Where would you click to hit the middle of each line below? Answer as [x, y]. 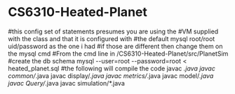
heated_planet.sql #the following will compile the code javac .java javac [112, 68]
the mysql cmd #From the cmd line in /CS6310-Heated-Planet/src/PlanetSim [118, 54]
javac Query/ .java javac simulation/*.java [67, 83]
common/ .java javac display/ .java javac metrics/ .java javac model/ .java [111, 76]
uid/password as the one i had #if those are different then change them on [115, 46]
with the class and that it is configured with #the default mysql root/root [112, 38]
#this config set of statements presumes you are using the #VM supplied [113, 31]
